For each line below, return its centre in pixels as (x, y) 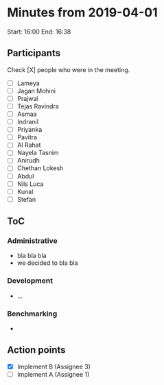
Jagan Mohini (36, 91)
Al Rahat (29, 145)
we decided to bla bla (47, 263)
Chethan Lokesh (40, 168)
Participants (34, 53)
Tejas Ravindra (38, 106)
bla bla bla (32, 256)
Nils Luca (30, 184)
